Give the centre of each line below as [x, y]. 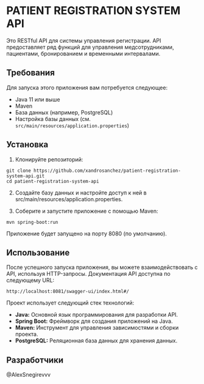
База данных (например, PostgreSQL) [64, 112]
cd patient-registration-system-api [53, 181]
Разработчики [35, 360]
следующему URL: [30, 280]
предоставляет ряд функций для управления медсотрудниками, [90, 47]
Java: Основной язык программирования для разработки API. [97, 315]
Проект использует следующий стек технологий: [70, 303]
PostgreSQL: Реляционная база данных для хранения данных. [96, 341]
